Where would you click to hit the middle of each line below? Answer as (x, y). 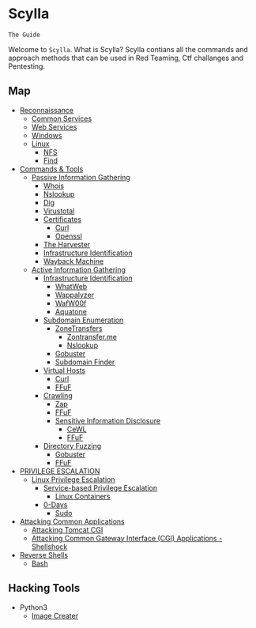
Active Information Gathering (79, 269)
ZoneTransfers (79, 328)
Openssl (69, 236)
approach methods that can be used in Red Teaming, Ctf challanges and (126, 58)
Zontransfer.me (92, 337)
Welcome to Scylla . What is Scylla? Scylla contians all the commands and (128, 49)
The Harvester (67, 244)
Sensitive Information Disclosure (107, 420)
